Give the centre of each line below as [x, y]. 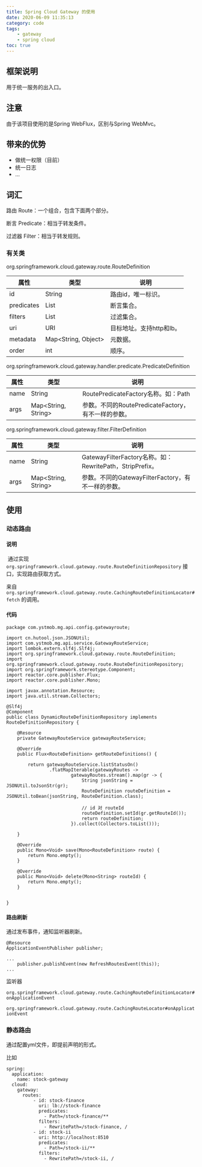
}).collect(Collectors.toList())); [115, 824]
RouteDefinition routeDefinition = [126, 791]
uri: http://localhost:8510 [74, 1137]
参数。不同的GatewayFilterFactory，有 [136, 478]
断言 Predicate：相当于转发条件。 [48, 223]
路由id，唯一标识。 [137, 294]
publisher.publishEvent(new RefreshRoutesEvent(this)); [89, 964]
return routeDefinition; [113, 819]
